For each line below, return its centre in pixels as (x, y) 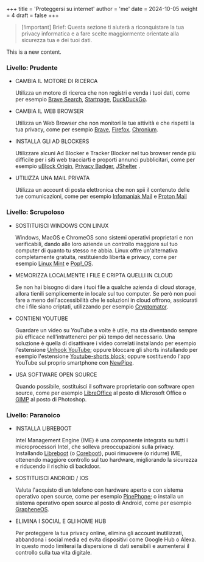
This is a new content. (34, 52)
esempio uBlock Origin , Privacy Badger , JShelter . (78, 166)
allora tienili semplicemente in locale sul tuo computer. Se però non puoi (105, 293)
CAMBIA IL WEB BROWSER (49, 111)
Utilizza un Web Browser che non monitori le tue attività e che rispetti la (105, 123)
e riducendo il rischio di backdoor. (58, 466)
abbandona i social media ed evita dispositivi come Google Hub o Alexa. (106, 539)
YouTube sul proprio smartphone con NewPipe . (74, 362)
